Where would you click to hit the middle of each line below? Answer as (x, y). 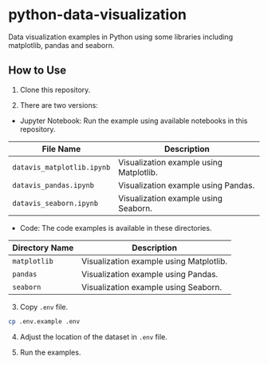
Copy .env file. (44, 307)
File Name (61, 149)
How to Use (37, 71)
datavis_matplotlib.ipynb (61, 167)
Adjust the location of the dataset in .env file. (93, 336)
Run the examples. (50, 352)
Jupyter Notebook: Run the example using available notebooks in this (134, 121)
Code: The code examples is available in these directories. (116, 228)
